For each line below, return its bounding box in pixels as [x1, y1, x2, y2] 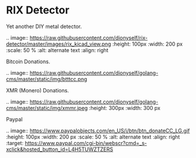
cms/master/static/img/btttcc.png [6, 75, 87, 83]
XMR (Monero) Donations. [6, 87, 69, 94]
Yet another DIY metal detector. [6, 23, 82, 30]
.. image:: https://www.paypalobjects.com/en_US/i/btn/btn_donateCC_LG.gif [6, 127, 190, 134]
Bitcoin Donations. [6, 58, 50, 65]
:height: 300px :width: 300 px [89, 104, 161, 111]
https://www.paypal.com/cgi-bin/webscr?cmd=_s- [24, 139, 147, 146]
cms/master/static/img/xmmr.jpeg [6, 104, 88, 111]
